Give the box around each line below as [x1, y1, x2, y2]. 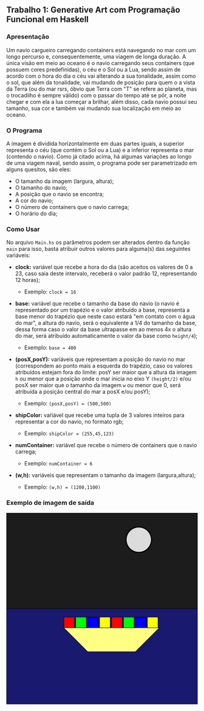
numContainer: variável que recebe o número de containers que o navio [15, 442, 197, 449]
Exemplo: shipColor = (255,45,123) [24, 430, 114, 437]
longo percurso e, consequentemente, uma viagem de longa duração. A [6, 53, 186, 60]
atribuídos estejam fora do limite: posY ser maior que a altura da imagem [15, 369, 197, 376]
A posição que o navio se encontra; [15, 190, 104, 197]
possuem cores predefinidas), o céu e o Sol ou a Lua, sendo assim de [6, 66, 181, 73]
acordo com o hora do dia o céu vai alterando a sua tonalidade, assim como [6, 72, 196, 80]
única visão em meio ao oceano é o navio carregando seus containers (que [6, 59, 195, 66]
